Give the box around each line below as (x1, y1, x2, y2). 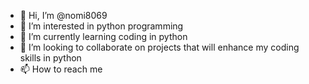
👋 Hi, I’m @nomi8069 (19, 10, 108, 21)
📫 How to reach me (19, 63, 103, 75)
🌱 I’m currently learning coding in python (19, 31, 188, 42)
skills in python (19, 52, 82, 64)
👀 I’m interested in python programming (19, 20, 184, 32)
